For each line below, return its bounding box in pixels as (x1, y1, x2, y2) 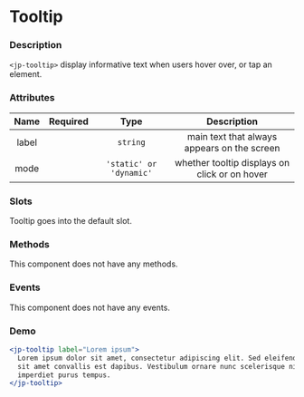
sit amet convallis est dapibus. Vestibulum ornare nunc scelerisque (17, 362, 285, 371)
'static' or (105, 159, 157, 169)
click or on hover (196, 168, 269, 180)
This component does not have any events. (9, 302, 170, 313)
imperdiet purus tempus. (17, 370, 111, 380)
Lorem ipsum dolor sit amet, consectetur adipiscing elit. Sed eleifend (17, 353, 298, 363)
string (117, 137, 147, 147)
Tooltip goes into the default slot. (9, 216, 133, 227)
